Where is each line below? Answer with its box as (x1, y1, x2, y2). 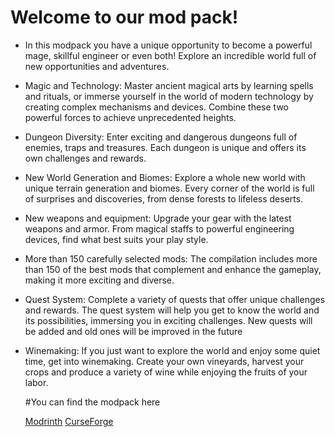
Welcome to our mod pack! (10, 6, 239, 29)
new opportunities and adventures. (24, 60, 170, 72)
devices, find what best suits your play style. (24, 233, 209, 245)
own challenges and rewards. (24, 152, 147, 164)
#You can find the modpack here (24, 396, 161, 408)
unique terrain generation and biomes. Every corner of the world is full (24, 182, 315, 194)
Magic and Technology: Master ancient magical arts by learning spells (24, 79, 314, 91)
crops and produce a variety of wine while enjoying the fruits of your (24, 366, 308, 378)
